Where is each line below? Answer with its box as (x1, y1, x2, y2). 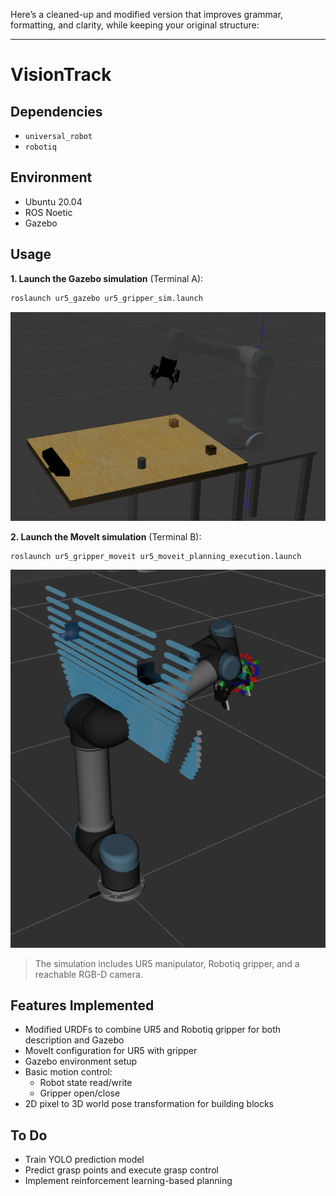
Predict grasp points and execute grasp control (24, 1164, 219, 1176)
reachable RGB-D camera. (34, 968, 143, 980)
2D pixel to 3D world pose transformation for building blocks (24, 1098, 274, 1110)
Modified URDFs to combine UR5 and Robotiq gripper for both (24, 1024, 281, 1036)
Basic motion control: (24, 1066, 113, 1078)
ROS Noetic (24, 206, 73, 218)
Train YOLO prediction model (24, 1154, 145, 1166)
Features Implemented (10, 997, 155, 1014)
